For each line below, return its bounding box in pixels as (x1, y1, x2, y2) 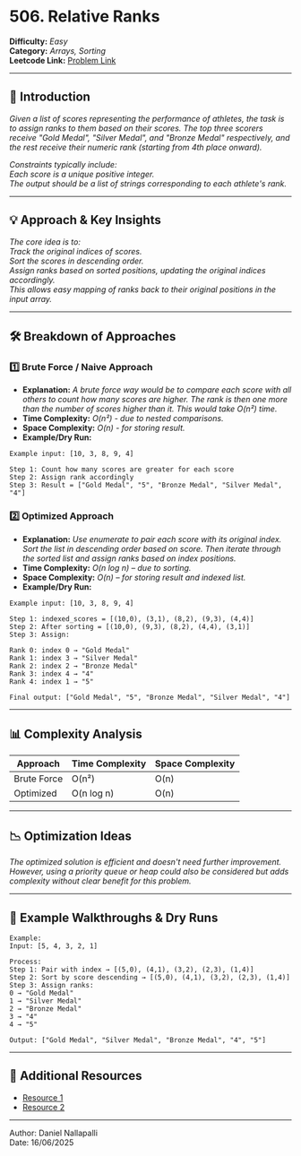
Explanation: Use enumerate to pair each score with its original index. (21, 533, 282, 544)
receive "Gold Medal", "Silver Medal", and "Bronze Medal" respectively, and (9, 132, 290, 142)
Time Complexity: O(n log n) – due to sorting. (21, 562, 192, 573)
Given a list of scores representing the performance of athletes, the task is (9, 113, 285, 124)
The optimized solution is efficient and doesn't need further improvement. (9, 857, 282, 867)
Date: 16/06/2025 (9, 1136, 74, 1148)
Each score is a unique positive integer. (9, 168, 155, 179)
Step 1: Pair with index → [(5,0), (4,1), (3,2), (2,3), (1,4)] (9, 965, 254, 974)
